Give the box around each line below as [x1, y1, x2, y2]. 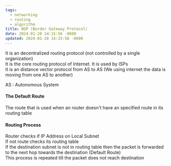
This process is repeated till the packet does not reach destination [5, 155, 144, 161]
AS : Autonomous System [5, 81, 59, 87]
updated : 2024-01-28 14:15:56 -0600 [5, 36, 83, 41]
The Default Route [5, 93, 45, 100]
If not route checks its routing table [5, 138, 79, 145]
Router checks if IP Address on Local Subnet [5, 133, 100, 139]
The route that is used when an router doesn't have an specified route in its [5, 105, 163, 111]
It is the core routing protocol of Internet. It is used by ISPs [5, 61, 129, 67]
